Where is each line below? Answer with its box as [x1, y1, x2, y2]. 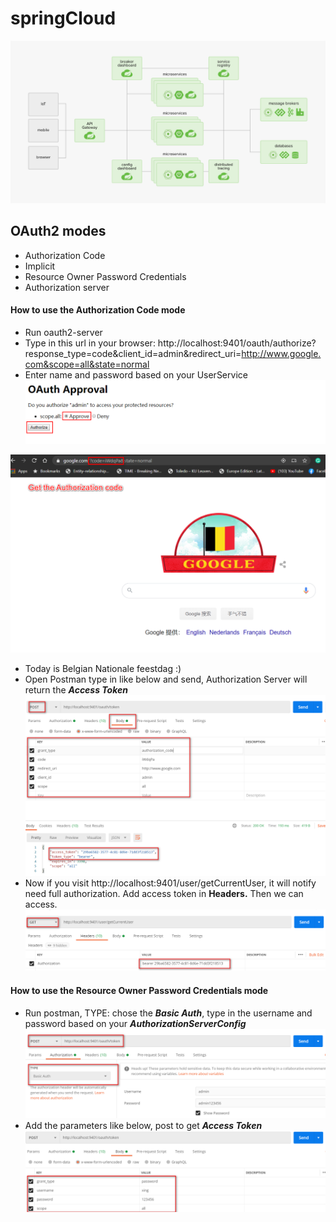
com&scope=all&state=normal [24, 358, 150, 370]
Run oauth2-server [24, 326, 103, 338]
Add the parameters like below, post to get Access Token [24, 1120, 263, 1132]
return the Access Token [24, 683, 128, 696]
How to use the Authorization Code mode [10, 304, 186, 316]
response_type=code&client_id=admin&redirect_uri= [24, 347, 242, 359]
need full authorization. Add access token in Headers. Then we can [24, 888, 304, 900]
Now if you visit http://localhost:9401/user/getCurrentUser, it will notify [24, 877, 317, 889]
